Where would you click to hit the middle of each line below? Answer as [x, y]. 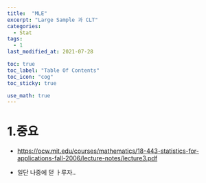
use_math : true [29, 96]
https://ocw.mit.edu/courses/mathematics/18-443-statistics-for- [108, 151]
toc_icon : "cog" [30, 77]
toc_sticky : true [32, 83]
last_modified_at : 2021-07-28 [50, 52]
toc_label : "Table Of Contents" [53, 70]
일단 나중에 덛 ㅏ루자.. [46, 173]
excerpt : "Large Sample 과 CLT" [53, 20]
